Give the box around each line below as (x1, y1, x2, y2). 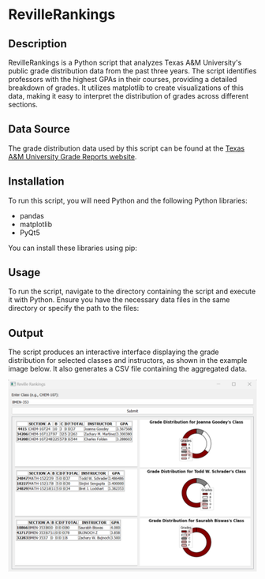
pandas (19, 211, 45, 220)
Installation (8, 175, 65, 189)
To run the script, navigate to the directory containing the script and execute (8, 286, 256, 297)
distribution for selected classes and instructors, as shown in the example (8, 356, 248, 365)
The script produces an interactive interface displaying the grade (8, 347, 219, 357)
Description (8, 37, 67, 50)
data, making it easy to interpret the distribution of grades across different (8, 92, 248, 100)
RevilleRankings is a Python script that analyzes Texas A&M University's (8, 58, 242, 67)
